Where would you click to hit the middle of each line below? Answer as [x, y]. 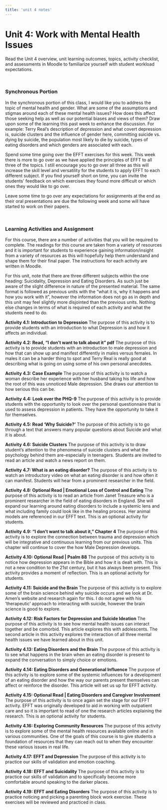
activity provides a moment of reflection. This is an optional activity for [78, 573]
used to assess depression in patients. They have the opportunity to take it [82, 409]
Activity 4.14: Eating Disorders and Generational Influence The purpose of [83, 670]
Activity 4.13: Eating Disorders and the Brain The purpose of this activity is [83, 649]
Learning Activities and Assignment [49, 229]
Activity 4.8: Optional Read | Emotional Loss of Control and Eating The [79, 490]
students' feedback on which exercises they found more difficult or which [81, 181]
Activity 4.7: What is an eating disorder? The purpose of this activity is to [81, 470]
